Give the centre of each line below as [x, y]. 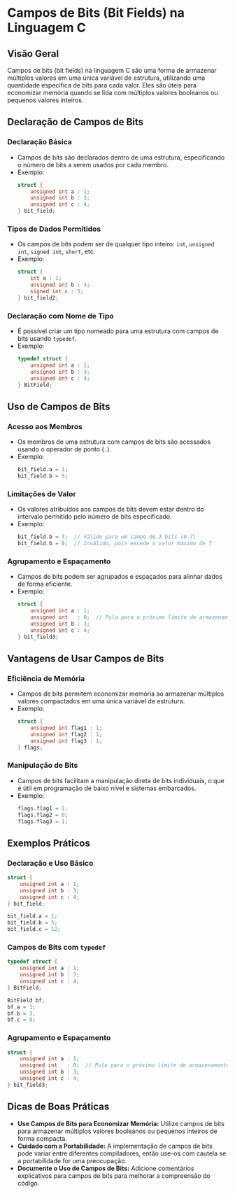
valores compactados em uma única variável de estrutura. [101, 701]
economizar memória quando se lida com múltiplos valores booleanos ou [113, 93]
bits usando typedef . [47, 339]
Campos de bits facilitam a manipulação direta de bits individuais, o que [121, 780]
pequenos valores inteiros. [45, 100]
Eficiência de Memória [46, 678]
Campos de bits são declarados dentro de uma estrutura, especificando [121, 157]
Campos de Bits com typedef [57, 948]
